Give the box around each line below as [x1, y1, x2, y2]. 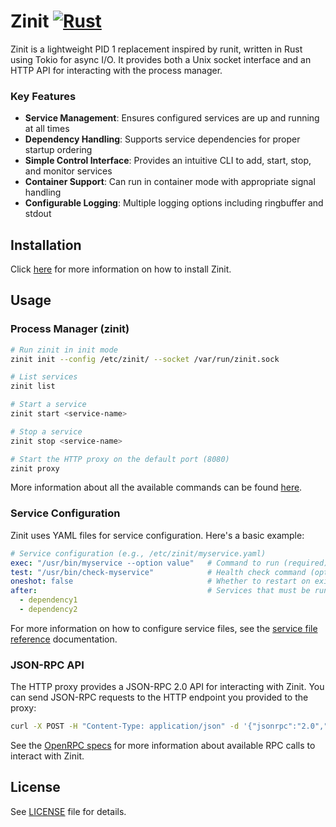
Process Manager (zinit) [10, 322, 130, 336]
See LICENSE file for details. [10, 805, 127, 817]
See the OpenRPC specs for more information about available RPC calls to [10, 740, 316, 752]
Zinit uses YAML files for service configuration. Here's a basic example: [10, 529, 305, 541]
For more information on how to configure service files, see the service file [10, 622, 318, 634]
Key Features [10, 89, 77, 103]
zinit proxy [10, 463, 60, 474]
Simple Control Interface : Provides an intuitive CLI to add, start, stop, [24, 155, 312, 167]
